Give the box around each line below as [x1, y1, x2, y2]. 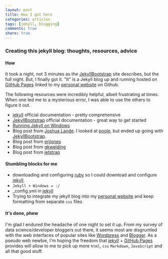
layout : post [5, 7, 33, 13]
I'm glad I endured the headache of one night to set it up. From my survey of [5, 221, 163, 227]
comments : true [5, 26, 37, 31]
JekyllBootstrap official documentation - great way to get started [12, 117, 146, 123]
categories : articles [5, 17, 51, 22]
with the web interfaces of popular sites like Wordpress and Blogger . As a [5, 232, 157, 238]
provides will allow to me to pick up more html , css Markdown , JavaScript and [5, 242, 162, 249]
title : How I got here [5, 12, 53, 17]
